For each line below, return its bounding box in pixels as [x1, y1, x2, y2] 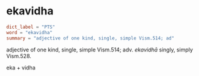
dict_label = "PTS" [6, 24, 56, 30]
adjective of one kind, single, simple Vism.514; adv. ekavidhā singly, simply [6, 46, 194, 53]
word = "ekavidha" [6, 29, 53, 35]
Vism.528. [6, 52, 31, 59]
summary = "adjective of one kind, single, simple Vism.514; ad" [6, 35, 174, 41]
